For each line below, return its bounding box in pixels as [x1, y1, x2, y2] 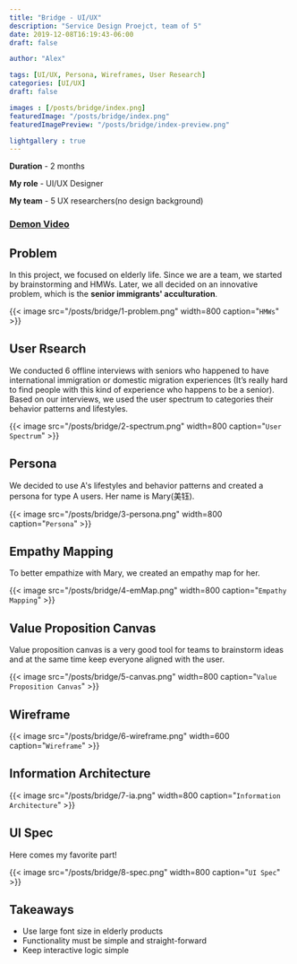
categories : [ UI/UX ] [9, 79, 87, 88]
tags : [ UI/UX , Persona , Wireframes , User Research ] [9, 71, 206, 80]
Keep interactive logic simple [21, 945, 130, 956]
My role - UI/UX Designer [9, 178, 104, 189]
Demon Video [9, 218, 70, 230]
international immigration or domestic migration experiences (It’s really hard [9, 374, 288, 386]
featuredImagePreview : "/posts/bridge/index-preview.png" [9, 120, 230, 129]
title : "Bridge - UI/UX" [9, 13, 102, 22]
